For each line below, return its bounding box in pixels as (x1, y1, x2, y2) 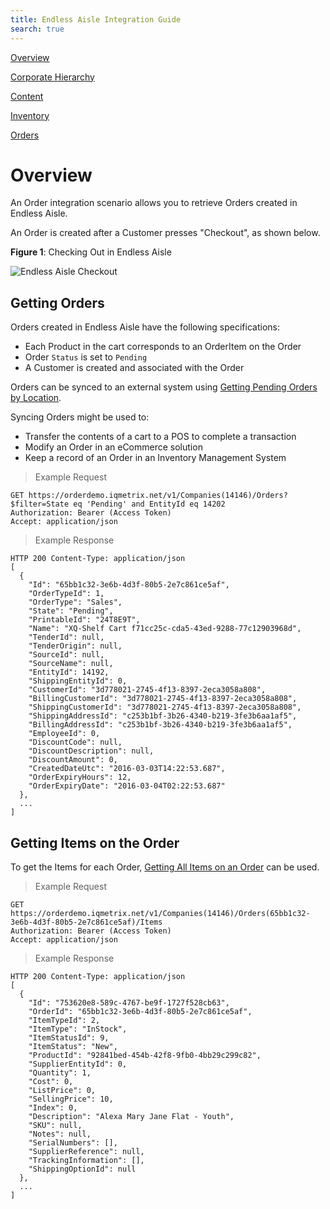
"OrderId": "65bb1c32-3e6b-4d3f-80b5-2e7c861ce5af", (28, 1007, 253, 1017)
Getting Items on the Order (10, 834, 180, 851)
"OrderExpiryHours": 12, (28, 772, 132, 783)
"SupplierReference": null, (28, 1147, 145, 1157)
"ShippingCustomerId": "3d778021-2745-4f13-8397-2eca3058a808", (28, 702, 302, 713)
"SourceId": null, (28, 650, 105, 660)
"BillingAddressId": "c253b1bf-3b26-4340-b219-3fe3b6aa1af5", (28, 720, 293, 730)
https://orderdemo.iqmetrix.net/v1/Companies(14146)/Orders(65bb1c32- (10, 909, 311, 919)
